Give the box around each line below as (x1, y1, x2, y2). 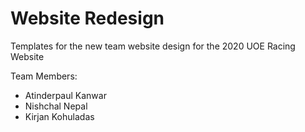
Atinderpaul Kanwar (24, 89, 107, 101)
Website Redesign (10, 7, 165, 30)
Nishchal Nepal (24, 100, 88, 112)
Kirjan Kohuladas (24, 110, 95, 122)
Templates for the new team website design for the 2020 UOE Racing (10, 40, 296, 52)
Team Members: (10, 70, 78, 82)
